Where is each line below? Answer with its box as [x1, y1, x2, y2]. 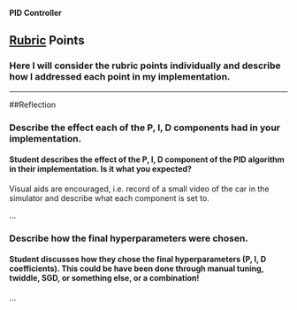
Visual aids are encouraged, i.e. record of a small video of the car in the [9, 183, 270, 194]
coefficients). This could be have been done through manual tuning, [9, 263, 264, 274]
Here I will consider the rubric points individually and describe [9, 59, 281, 72]
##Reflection [9, 99, 57, 110]
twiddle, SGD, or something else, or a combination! [9, 273, 200, 283]
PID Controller [9, 8, 62, 18]
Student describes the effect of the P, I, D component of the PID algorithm [9, 154, 285, 165]
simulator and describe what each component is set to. [9, 192, 209, 203]
